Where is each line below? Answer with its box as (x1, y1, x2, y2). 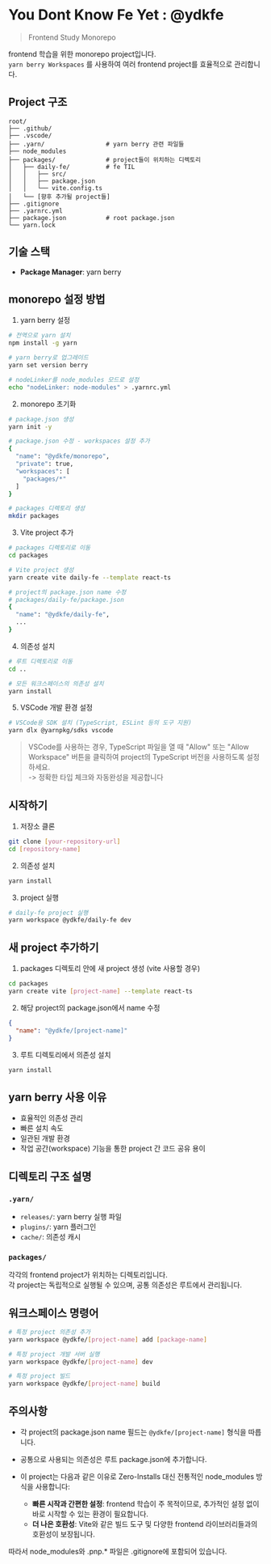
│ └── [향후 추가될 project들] (8, 193, 110, 201)
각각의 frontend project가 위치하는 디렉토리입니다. (8, 1270, 168, 1280)
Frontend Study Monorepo (27, 32, 116, 42)
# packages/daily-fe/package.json (8, 596, 125, 604)
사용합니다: (35, 1482, 70, 1492)
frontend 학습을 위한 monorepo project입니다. (8, 49, 156, 58)
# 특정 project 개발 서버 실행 (8, 1350, 100, 1358)
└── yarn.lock (8, 221, 56, 229)
